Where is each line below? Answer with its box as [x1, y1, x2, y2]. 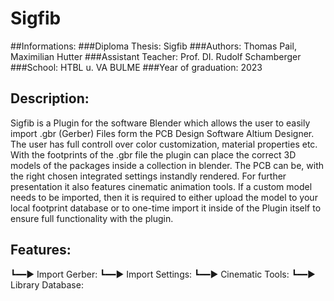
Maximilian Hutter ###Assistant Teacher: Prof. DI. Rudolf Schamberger [10, 50, 302, 62]
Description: [10, 90, 90, 107]
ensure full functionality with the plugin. [10, 212, 174, 224]
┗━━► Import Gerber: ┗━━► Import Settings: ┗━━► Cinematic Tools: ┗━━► [10, 268, 316, 280]
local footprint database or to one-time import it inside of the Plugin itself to [10, 202, 322, 214]
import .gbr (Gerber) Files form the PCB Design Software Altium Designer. [10, 127, 315, 139]
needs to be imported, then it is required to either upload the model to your [10, 191, 318, 203]
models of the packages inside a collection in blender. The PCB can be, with [10, 159, 324, 171]
